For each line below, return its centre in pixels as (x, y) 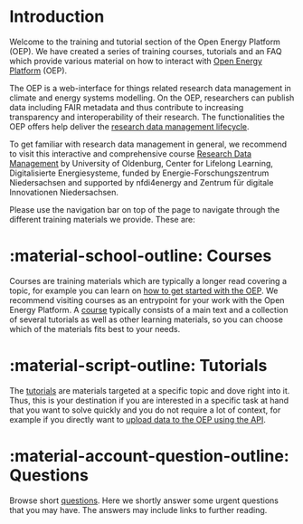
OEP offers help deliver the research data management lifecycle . (130, 126)
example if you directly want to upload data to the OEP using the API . (138, 419)
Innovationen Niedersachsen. (64, 192)
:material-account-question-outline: (149, 456)
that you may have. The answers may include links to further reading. (138, 510)
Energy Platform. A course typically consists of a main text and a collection (149, 310)
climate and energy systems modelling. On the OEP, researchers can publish (152, 98)
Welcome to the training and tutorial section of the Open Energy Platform (145, 42)
